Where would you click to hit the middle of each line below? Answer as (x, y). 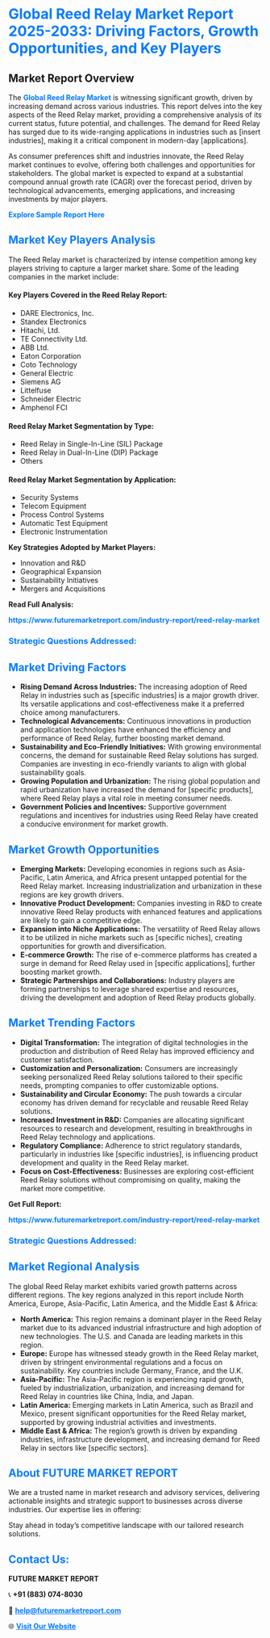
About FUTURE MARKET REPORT (93, 1473)
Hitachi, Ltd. (40, 330)
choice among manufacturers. (70, 712)
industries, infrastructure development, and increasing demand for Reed (140, 1439)
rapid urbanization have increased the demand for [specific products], (137, 790)
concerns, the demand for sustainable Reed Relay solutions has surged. (139, 755)
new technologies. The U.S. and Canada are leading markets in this (131, 1336)
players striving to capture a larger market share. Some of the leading (124, 268)
